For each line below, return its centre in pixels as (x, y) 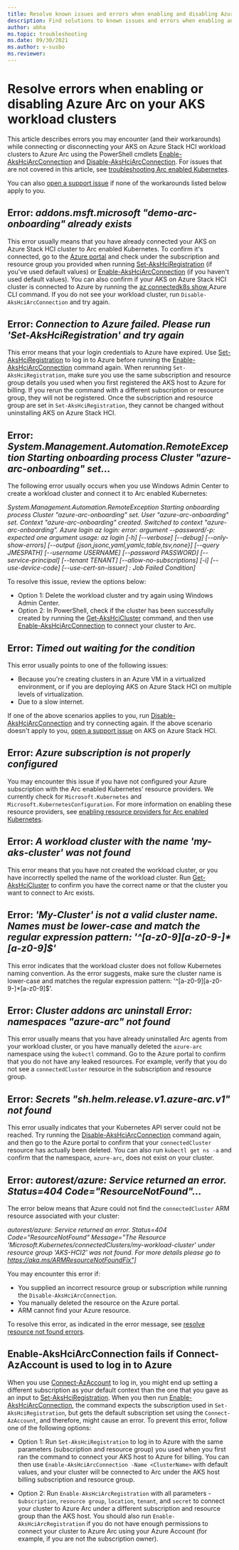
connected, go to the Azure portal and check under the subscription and (113, 256)
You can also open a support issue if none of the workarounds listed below (117, 183)
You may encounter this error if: (54, 1274)
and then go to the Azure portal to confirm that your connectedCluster (110, 1143)
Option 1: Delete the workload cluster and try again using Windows (115, 595)
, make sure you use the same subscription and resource (148, 375)
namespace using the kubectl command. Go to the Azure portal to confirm (117, 1054)
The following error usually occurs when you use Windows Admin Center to (118, 486)
